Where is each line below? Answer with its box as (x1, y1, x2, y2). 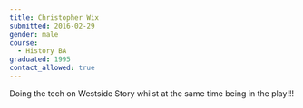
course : (9, 38, 39, 48)
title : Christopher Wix (9, 13, 100, 22)
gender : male (9, 30, 59, 39)
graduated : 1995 (9, 55, 71, 64)
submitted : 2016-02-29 (9, 22, 95, 31)
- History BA (17, 47, 67, 56)
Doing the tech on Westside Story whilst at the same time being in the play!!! (9, 87, 295, 99)
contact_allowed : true (9, 64, 95, 73)
